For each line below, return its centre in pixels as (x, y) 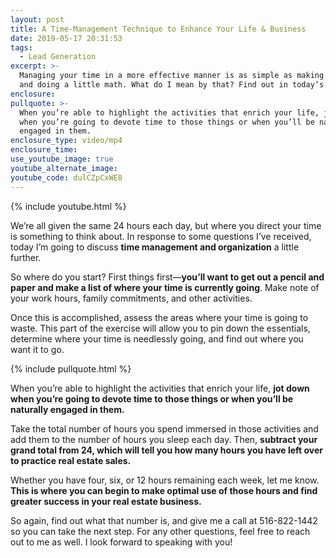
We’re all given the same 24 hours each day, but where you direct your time (166, 225)
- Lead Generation (58, 57)
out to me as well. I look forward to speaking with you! (121, 542)
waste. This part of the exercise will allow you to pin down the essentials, (160, 328)
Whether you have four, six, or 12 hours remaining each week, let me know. (165, 480)
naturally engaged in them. (67, 409)
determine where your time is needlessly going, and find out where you (157, 338)
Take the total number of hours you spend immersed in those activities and (164, 428)
